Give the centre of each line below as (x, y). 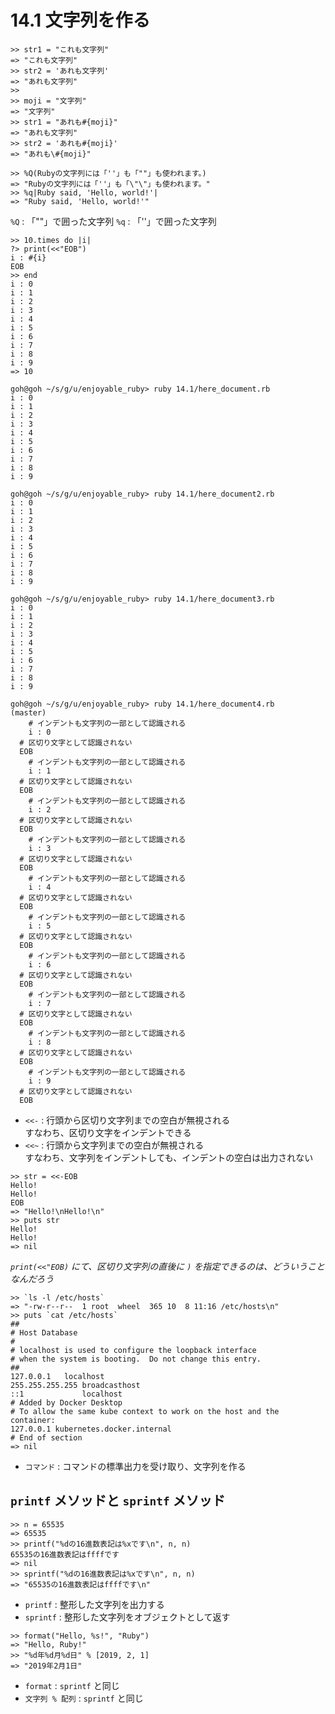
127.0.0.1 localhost (57, 1376)
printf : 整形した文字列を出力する (94, 1604)
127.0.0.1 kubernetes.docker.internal (91, 1429)
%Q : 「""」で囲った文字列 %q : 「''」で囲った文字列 (113, 221)
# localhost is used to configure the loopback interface (133, 1350)
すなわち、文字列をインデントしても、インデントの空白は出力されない (169, 1157)
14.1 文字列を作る (80, 20)
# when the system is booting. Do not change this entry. (136, 1359)
